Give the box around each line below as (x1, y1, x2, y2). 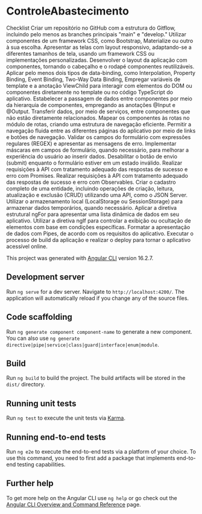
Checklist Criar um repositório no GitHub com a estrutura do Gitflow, (6, 24, 176, 31)
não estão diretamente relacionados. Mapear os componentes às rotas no (6, 114, 190, 122)
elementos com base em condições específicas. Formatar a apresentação (6, 223, 191, 230)
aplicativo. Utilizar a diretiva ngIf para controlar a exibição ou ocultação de (6, 216, 191, 224)
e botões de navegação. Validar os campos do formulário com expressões (6, 133, 191, 140)
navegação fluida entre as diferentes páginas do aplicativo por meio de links (6, 127, 196, 134)
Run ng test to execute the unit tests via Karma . (6, 414, 125, 421)
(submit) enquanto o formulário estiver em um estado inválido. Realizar (6, 159, 183, 166)
